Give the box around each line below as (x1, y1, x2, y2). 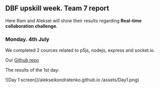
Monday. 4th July (5, 36, 50, 43)
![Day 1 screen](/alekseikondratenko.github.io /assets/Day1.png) (5, 77, 140, 83)
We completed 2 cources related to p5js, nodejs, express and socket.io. (5, 47, 155, 53)
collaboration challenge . (5, 23, 58, 29)
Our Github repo (5, 57, 39, 63)
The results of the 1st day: (5, 67, 59, 73)
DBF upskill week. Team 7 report (5, 4, 109, 13)
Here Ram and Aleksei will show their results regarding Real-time (5, 17, 142, 23)
